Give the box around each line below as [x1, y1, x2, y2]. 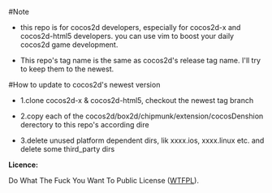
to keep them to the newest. [19, 64, 114, 74]
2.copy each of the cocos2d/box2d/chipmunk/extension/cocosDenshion [19, 111, 264, 121]
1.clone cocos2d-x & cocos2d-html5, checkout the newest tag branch [19, 96, 254, 105]
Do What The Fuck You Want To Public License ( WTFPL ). [8, 176, 199, 185]
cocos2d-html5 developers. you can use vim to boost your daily [19, 32, 234, 41]
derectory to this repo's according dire [19, 120, 149, 129]
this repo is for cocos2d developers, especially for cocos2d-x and [19, 23, 241, 32]
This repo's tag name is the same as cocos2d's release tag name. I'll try [19, 56, 261, 65]
